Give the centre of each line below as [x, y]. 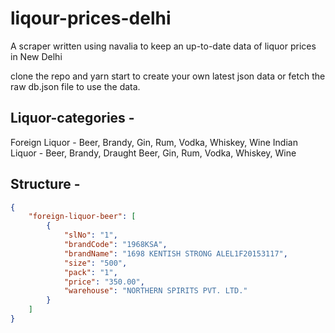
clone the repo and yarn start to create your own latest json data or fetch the [168, 76]
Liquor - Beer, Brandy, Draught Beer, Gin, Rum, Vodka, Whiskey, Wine [153, 153]
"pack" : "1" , [90, 272]
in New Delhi [36, 56]
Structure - [45, 184]
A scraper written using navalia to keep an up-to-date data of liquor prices [163, 46]
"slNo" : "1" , [90, 235]
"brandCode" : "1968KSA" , [115, 245]
